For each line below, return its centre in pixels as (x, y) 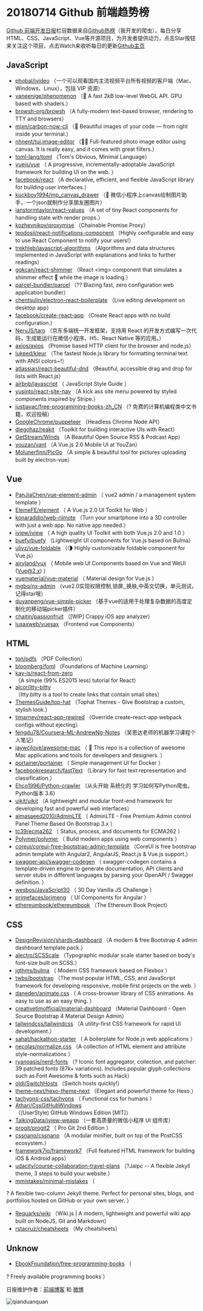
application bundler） (42, 292)
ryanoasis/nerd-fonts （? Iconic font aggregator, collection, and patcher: (105, 1062)
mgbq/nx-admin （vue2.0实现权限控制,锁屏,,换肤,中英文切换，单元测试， (106, 586)
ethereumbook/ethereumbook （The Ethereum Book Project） (93, 905)
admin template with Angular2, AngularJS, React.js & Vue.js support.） (103, 854)
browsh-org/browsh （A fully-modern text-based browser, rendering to (104, 111)
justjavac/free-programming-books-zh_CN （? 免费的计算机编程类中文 (103, 406)
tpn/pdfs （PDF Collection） (50, 659)
